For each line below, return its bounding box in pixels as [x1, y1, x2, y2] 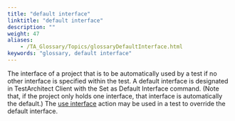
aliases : [7, 37, 33, 44]
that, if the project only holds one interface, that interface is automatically [7, 91, 223, 100]
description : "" [7, 23, 56, 30]
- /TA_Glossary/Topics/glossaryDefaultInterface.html [20, 43, 183, 50]
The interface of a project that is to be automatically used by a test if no [7, 69, 217, 78]
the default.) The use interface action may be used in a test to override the [7, 99, 226, 108]
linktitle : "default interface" [7, 17, 103, 24]
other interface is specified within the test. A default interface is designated [7, 76, 229, 85]
